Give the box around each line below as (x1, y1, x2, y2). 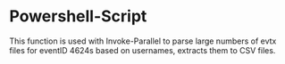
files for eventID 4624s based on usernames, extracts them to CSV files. (9, 44, 276, 55)
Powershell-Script (9, 6, 147, 27)
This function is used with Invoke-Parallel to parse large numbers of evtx (9, 36, 277, 46)
